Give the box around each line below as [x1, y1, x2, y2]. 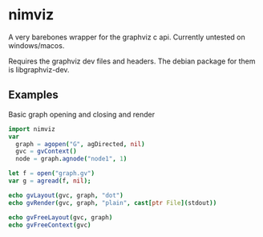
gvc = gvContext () [15, 147, 78, 156]
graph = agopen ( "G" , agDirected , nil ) [15, 140, 146, 148]
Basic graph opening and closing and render [8, 109, 155, 119]
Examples [8, 88, 59, 102]
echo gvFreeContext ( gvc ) [8, 221, 91, 229]
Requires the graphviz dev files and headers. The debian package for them [8, 56, 256, 66]
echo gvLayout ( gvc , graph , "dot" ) [8, 191, 124, 199]
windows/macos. [8, 40, 65, 50]
